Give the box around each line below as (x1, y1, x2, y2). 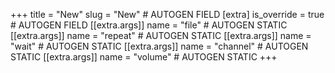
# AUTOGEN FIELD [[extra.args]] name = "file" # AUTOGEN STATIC (10, 19, 288, 31)
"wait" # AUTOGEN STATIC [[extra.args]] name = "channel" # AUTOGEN (10, 40, 309, 52)
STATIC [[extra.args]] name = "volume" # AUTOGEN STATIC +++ (10, 51, 278, 63)
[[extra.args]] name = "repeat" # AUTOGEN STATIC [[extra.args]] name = (10, 30, 312, 41)
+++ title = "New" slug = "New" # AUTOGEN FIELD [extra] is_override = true (10, 9, 325, 20)
